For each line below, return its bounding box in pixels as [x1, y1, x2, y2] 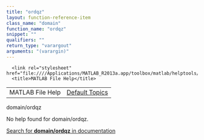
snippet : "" [6, 32, 36, 38]
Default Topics [66, 88, 108, 96]
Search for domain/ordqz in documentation [6, 127, 116, 134]
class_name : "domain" [6, 20, 61, 26]
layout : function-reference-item [6, 15, 91, 21]
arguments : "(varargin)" [6, 48, 69, 55]
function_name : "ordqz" [6, 25, 67, 32]
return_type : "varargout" [6, 43, 72, 49]
